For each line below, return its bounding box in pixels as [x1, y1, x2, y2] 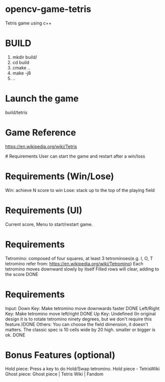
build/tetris [5, 109, 27, 115]
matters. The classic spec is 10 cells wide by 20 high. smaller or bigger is [5, 326, 156, 332]
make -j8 [12, 70, 31, 76]
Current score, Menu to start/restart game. [5, 221, 93, 227]
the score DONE [5, 271, 38, 277]
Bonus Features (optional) [5, 349, 115, 360]
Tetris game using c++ [5, 20, 51, 26]
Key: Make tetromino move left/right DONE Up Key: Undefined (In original [5, 310, 156, 316]
